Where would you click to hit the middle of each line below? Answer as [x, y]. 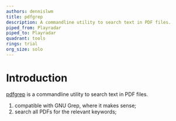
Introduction [37, 78]
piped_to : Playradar [31, 33]
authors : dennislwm [30, 11]
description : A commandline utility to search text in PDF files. [89, 22]
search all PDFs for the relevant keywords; [65, 112]
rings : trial [22, 44]
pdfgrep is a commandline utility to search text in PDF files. [77, 94]
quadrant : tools [26, 38]
